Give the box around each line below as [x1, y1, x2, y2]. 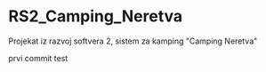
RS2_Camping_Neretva [8, 6, 183, 27]
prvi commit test [8, 52, 69, 63]
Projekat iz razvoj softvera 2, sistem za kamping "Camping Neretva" [8, 36, 258, 46]
